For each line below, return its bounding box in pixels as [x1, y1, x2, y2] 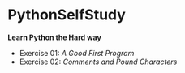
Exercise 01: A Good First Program [19, 48, 135, 58]
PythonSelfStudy [7, 6, 127, 24]
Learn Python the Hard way [7, 32, 102, 42]
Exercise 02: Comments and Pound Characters [19, 57, 178, 67]
